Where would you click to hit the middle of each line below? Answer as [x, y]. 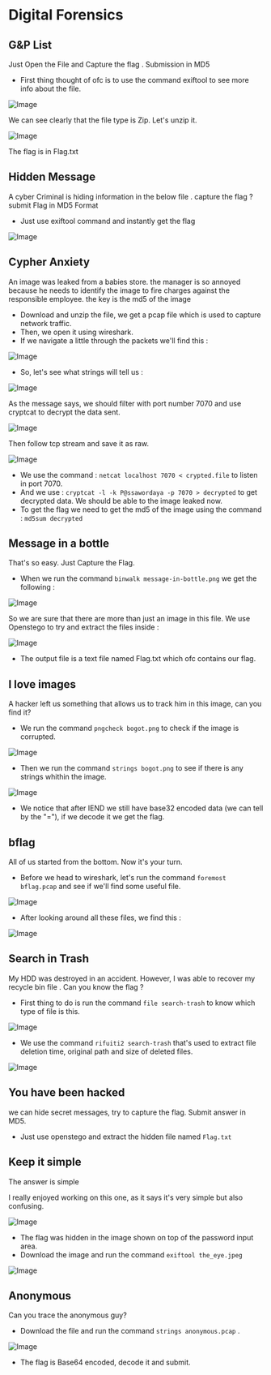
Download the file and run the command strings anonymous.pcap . [130, 1331]
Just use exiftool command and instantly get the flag [108, 221]
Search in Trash [49, 959]
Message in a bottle [59, 544]
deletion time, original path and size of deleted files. [106, 1051]
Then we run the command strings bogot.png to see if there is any [132, 768]
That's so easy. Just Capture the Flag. [72, 563]
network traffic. [46, 323]
